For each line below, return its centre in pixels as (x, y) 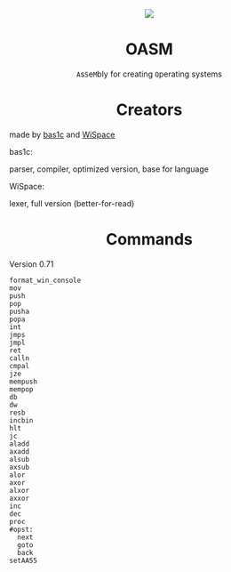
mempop (21, 389)
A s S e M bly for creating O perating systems (149, 74)
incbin (21, 420)
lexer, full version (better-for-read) (72, 203)
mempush (24, 382)
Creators (149, 110)
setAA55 (24, 560)
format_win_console (45, 280)
